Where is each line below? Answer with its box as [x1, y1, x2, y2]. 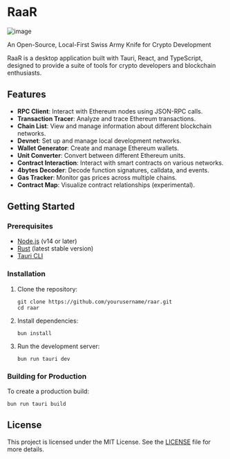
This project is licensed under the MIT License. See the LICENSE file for [7, 438, 211, 446]
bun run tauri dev [17, 355, 70, 362]
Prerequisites [7, 222, 53, 231]
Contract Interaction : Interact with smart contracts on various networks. [17, 159, 224, 167]
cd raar [17, 304, 39, 312]
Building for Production [7, 371, 87, 381]
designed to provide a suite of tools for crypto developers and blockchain [7, 61, 216, 69]
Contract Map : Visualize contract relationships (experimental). [17, 181, 195, 189]
